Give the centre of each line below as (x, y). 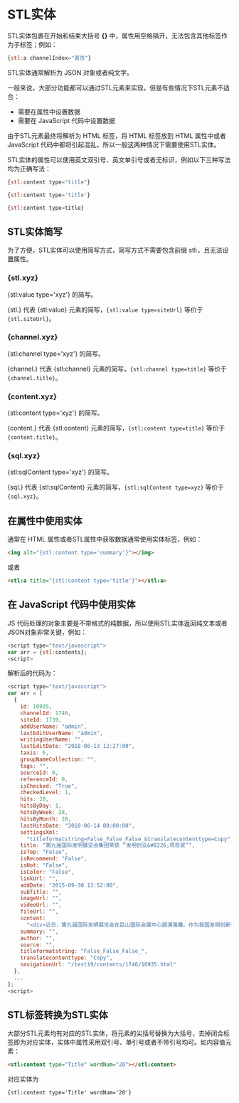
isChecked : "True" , (49, 786)
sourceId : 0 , (39, 773)
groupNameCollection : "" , (59, 760)
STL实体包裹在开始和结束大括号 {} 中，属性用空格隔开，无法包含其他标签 (115, 36)
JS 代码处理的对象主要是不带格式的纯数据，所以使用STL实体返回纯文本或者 (117, 623)
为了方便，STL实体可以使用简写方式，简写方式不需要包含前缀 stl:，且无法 (115, 250)
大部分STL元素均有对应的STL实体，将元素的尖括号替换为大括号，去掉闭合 (116, 1033)
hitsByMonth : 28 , (46, 819)
